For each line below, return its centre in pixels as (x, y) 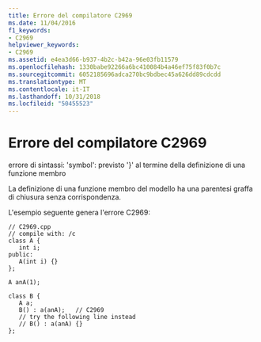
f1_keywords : (30, 30)
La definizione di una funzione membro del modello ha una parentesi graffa (130, 189)
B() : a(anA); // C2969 (61, 310)
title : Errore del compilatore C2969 (70, 15)
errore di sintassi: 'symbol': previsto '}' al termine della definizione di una (127, 165)
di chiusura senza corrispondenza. (64, 197)
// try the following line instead (77, 317)
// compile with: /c (42, 234)
